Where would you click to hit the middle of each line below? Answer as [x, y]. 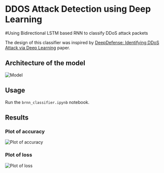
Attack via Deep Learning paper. [37, 48]
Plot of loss [19, 155]
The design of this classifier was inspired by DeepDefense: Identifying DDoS [82, 42]
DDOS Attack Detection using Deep [78, 9]
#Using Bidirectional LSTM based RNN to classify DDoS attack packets [77, 33]
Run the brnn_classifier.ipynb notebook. [47, 102]
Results [17, 117]
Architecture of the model [45, 63]
